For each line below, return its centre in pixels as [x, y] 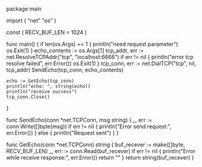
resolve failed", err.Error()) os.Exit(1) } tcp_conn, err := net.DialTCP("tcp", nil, [101, 63]
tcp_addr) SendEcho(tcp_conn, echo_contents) [65, 70]
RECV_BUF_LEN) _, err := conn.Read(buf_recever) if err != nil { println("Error [101, 151]
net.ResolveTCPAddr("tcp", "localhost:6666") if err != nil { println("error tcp [100, 57]
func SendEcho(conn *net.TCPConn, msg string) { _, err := [79, 120]
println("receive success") [42, 92]
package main [24, 9]
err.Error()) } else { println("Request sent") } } [63, 133]
